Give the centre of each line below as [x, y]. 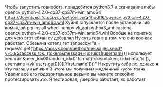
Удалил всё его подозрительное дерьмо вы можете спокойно [70, 74]
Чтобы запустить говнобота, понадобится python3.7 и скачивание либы [80, 7]
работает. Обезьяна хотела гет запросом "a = [53, 43]
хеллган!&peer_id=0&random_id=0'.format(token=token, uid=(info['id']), [78, 59]
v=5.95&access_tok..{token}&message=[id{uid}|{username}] [66, 53]
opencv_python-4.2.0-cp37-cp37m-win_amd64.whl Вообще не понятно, [79, 33]
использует [140, 53]
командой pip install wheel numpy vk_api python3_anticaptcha [68, 28]
